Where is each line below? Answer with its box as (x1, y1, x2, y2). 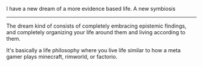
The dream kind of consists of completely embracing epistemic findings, (6, 22, 187, 29)
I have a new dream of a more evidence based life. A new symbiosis (6, 5, 176, 12)
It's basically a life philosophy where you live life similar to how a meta (6, 47, 181, 53)
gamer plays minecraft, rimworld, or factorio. (6, 53, 118, 60)
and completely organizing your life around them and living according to (6, 29, 185, 35)
